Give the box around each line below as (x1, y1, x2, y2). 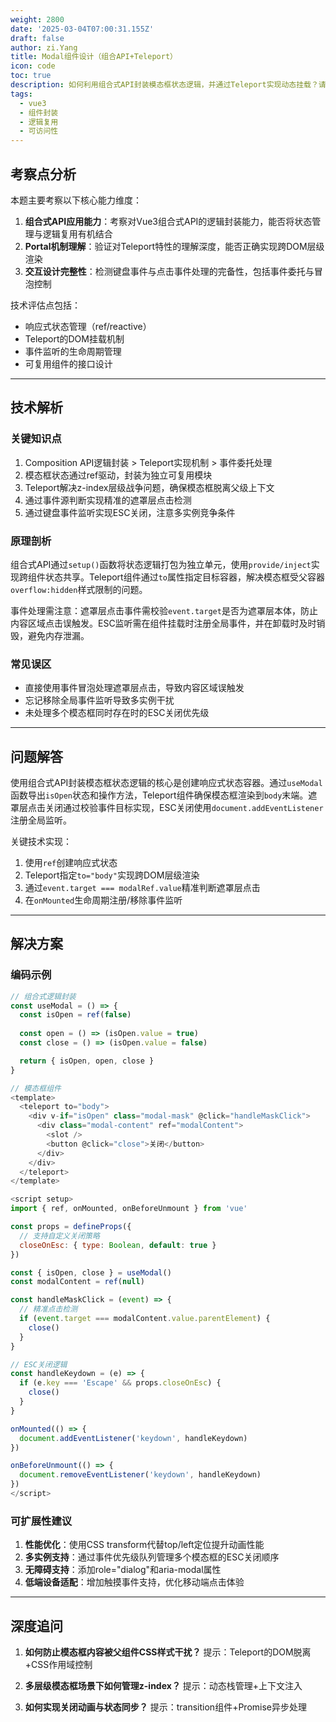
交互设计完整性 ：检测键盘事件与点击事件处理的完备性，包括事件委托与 (24, 265, 315, 277)
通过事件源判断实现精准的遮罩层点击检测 (24, 494, 192, 506)
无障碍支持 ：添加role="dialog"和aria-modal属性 (24, 1564, 222, 1576)
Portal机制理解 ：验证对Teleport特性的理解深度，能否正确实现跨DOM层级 (24, 240, 325, 252)
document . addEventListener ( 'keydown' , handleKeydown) (19, 1433, 248, 1443)
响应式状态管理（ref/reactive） (24, 320, 152, 332)
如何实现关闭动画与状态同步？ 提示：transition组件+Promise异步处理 (24, 1701, 307, 1713)
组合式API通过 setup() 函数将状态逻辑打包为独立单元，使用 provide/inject (10, 558, 312, 570)
